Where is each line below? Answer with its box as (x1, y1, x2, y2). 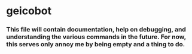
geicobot (6, 4, 52, 18)
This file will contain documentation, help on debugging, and (6, 26, 187, 34)
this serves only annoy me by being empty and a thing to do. (6, 40, 185, 49)
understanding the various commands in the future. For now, (6, 33, 187, 41)
